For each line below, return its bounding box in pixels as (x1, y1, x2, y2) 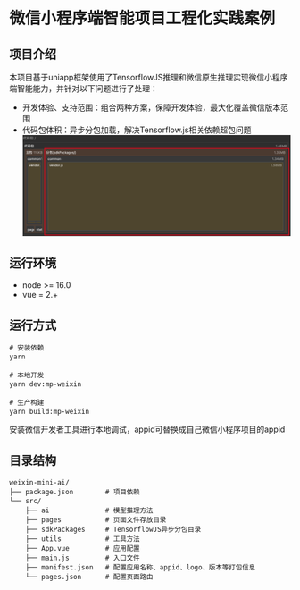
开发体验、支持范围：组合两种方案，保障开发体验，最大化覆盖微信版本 (21, 102, 281, 113)
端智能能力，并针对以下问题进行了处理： (9, 83, 158, 94)
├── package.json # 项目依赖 (9, 487, 140, 496)
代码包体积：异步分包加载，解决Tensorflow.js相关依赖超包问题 (21, 124, 252, 135)
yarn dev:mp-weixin (9, 380, 82, 389)
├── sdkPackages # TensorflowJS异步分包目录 (25, 525, 202, 534)
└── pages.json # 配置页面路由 (25, 572, 154, 581)
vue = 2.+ (21, 290, 59, 300)
